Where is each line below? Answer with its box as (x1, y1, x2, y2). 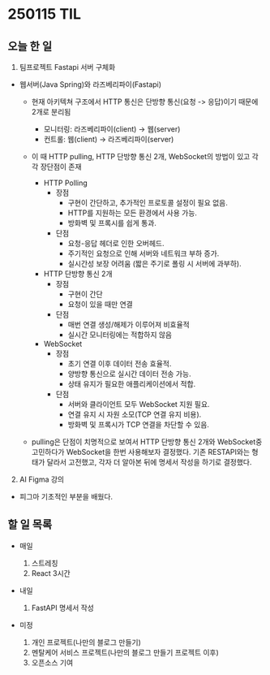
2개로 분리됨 (31, 107, 71, 116)
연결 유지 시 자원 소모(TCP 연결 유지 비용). (67, 409, 202, 419)
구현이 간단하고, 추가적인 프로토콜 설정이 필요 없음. (67, 198, 229, 207)
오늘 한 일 (7, 39, 53, 53)
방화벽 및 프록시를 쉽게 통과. (67, 219, 157, 227)
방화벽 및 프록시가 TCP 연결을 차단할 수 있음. (67, 420, 210, 429)
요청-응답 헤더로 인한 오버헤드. (67, 239, 165, 248)
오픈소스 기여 (31, 657, 74, 667)
